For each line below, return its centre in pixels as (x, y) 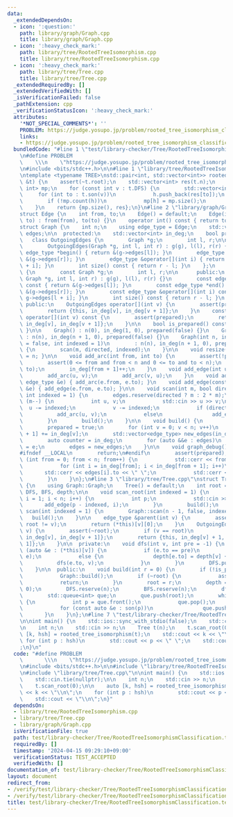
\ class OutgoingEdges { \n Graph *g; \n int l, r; (118, 240)
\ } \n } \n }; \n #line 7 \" (69, 615)
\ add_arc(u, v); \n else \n (91, 414)
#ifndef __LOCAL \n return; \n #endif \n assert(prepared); (124, 453)
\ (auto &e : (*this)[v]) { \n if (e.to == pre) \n (110, 550)
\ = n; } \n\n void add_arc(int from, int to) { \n (97, 356)
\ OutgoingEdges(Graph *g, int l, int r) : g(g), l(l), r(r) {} (125, 246)
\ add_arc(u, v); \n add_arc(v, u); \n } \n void (119, 375)
